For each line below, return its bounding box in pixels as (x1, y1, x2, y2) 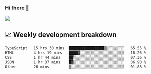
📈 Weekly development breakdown (5, 30, 117, 38)
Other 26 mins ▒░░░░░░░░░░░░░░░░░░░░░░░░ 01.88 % (5, 64, 147, 69)
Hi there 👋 (5, 4, 30, 11)
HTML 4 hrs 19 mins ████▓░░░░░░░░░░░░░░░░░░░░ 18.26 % (5, 50, 147, 55)
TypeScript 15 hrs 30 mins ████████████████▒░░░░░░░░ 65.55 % (5, 46, 147, 51)
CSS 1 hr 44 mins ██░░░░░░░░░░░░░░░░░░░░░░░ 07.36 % (5, 55, 147, 60)
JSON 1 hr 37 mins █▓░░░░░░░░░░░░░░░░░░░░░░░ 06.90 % (5, 59, 147, 65)
